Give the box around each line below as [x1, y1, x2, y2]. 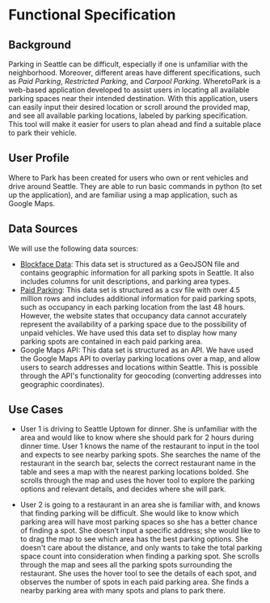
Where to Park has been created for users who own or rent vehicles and [8, 172, 249, 183]
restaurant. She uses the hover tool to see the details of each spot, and [19, 568, 257, 579]
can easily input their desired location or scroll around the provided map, [8, 103, 251, 112]
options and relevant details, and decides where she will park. [19, 484, 226, 494]
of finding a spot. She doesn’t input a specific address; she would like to [19, 525, 261, 535]
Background [8, 38, 71, 52]
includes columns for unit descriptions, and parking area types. [19, 276, 231, 286]
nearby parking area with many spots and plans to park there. [19, 586, 226, 596]
